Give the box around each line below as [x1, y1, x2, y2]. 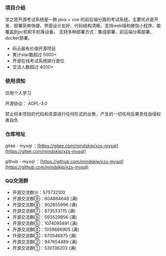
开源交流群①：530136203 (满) [12, 245, 77, 251]
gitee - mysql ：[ [5, 142, 40, 149]
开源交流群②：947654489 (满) [12, 239, 78, 245]
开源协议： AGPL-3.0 [5, 100, 48, 106]
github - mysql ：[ [5, 158, 42, 164]
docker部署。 [5, 35, 33, 41]
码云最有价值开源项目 [12, 45, 56, 51]
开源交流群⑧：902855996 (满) [12, 202, 78, 208]
